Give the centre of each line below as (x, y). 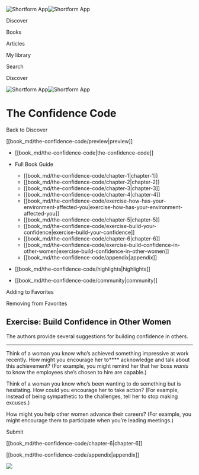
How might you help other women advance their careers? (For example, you (99, 414)
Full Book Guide (34, 164)
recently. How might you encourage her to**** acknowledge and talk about (98, 360)
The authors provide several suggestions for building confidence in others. (97, 336)
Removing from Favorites (37, 303)
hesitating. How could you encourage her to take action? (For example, (93, 390)
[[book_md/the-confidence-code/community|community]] (86, 280)
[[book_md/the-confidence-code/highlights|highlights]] (83, 269)
